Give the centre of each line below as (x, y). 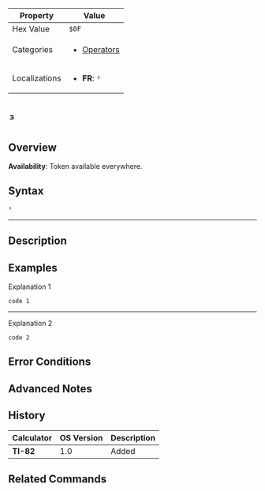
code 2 (19, 338)
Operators (101, 49)
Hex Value (31, 29)
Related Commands (58, 479)
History (27, 416)
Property (36, 15)
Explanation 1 (30, 287)
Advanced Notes (50, 389)
